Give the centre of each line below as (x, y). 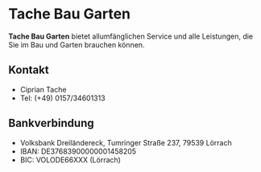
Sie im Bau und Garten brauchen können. (77, 44)
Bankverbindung (51, 123)
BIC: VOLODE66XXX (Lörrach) (70, 160)
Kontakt (29, 70)
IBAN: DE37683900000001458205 (78, 151)
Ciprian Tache (43, 89)
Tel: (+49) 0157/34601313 (63, 98)
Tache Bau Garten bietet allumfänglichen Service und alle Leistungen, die (131, 36)
